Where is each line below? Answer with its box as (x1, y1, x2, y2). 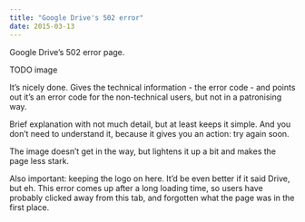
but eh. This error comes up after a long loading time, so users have (9, 182, 263, 193)
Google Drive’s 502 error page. (9, 46, 125, 57)
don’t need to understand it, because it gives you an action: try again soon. (9, 128, 290, 139)
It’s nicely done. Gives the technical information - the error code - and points (9, 82, 296, 92)
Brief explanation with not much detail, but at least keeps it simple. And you (9, 119, 291, 130)
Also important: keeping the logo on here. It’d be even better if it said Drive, (9, 173, 290, 184)
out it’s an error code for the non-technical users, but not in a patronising (9, 92, 282, 102)
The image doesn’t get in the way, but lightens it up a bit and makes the (9, 146, 277, 157)
